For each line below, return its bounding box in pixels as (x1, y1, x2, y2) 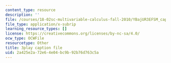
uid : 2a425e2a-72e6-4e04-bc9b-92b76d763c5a (5, 50, 99, 55)
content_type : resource (5, 7, 56, 13)
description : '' (5, 12, 40, 17)
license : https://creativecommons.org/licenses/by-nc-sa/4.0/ (5, 31, 140, 36)
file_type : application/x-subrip (5, 21, 76, 27)
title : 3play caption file (5, 45, 63, 50)
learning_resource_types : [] (5, 26, 67, 31)
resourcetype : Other (5, 41, 49, 46)
